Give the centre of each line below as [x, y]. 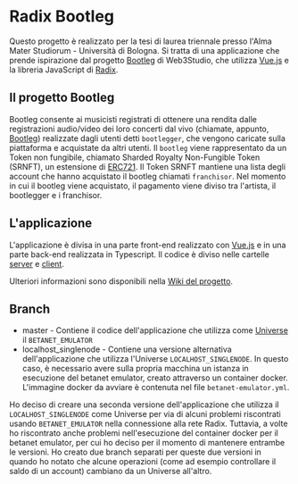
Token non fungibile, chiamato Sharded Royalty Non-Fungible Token [135, 157]
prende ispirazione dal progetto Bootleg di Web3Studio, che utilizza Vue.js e [149, 60]
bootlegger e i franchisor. [56, 195]
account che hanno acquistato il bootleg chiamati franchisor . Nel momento [148, 176]
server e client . [37, 263]
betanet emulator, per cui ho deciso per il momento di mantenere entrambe [147, 443]
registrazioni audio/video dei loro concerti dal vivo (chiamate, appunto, [139, 129]
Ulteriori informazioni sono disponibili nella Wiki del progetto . [121, 281]
